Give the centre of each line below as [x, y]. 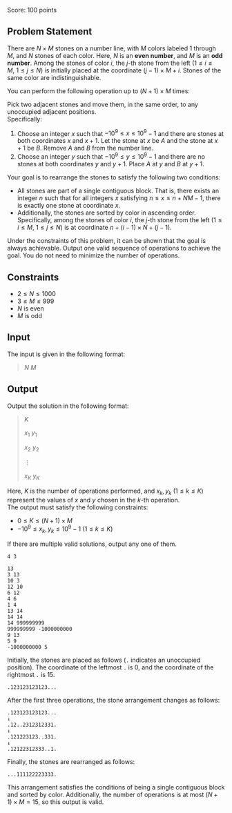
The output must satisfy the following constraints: [78, 507]
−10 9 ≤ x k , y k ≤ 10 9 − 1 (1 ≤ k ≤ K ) [65, 529]
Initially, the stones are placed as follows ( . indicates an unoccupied [104, 660]
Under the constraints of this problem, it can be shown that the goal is [106, 241]
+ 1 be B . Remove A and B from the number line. [85, 148]
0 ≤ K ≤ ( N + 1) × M [45, 520]
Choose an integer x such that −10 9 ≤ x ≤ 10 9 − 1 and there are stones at [120, 133]
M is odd [30, 315]
